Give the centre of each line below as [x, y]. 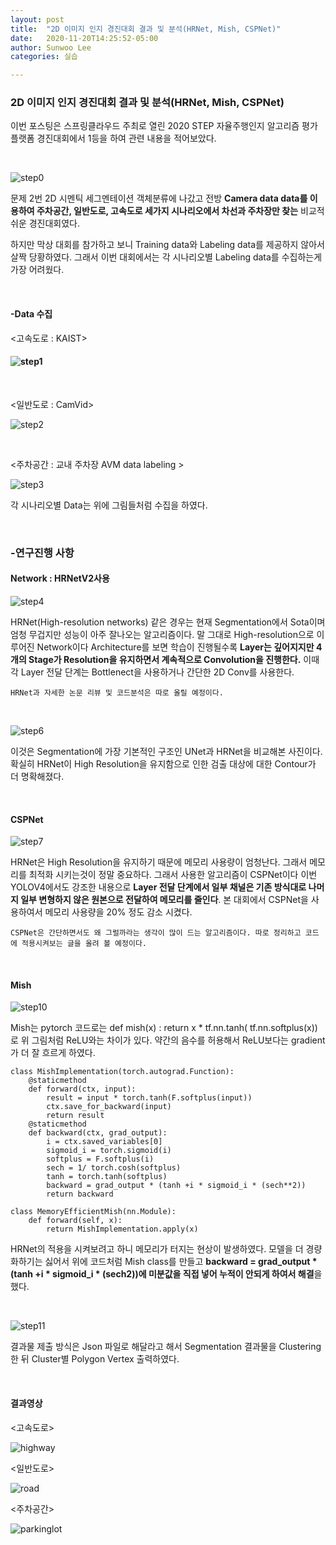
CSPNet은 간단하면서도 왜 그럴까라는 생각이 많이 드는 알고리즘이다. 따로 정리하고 [156, 933]
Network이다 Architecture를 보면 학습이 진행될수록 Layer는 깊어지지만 [175, 647]
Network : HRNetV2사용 [60, 578]
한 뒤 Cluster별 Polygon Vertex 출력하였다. [95, 1359]
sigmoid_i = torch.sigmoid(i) [109, 1151]
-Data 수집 [31, 314]
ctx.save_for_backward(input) [109, 1107]
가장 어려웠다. [37, 270]
